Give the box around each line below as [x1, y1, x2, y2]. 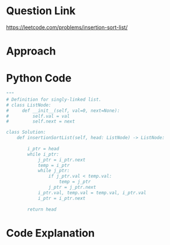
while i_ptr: [27, 151, 60, 157]
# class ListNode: [6, 102, 51, 108]
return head [27, 206, 57, 212]
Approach [6, 44, 56, 58]
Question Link [6, 4, 76, 18]
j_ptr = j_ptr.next [48, 185, 96, 191]
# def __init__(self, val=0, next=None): [6, 108, 120, 114]
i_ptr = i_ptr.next [37, 195, 86, 201]
